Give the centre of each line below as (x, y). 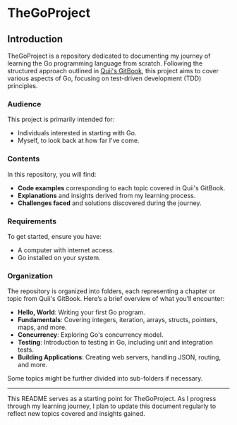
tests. (25, 350)
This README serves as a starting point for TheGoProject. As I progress (112, 399)
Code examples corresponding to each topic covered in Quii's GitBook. (121, 187)
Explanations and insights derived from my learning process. (107, 195)
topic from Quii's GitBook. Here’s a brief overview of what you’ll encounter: (116, 299)
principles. (23, 86)
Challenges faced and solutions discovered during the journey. (110, 203)
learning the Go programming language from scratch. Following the (105, 63)
